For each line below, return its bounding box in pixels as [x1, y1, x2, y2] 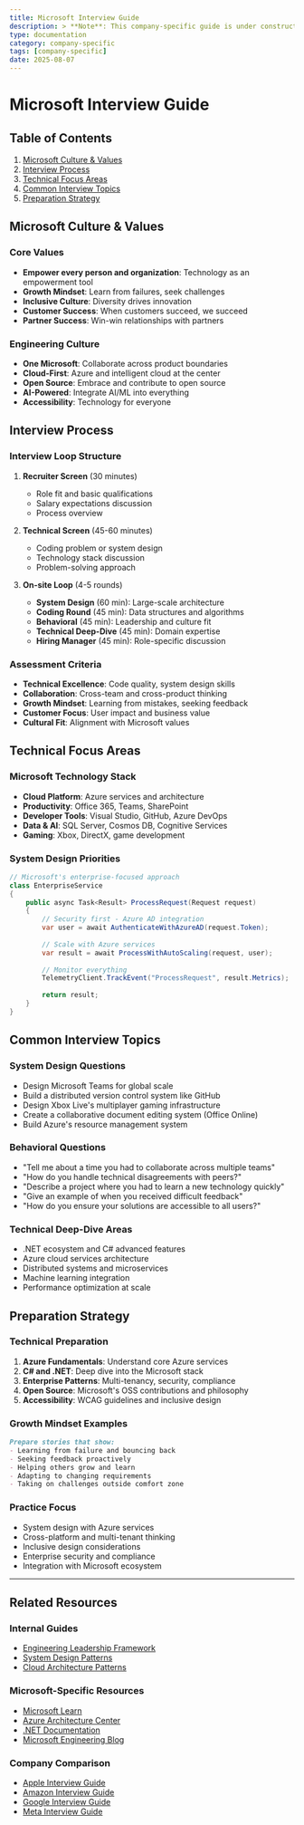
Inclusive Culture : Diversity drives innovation [22, 295, 192, 306]
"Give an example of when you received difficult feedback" [22, 1190, 243, 1201]
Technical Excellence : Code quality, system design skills [22, 678, 235, 689]
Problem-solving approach [35, 562, 136, 572]
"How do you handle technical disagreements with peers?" [22, 1171, 242, 1182]
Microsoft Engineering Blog [22, 1734, 125, 1744]
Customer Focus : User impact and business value [22, 707, 211, 718]
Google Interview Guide [22, 1796, 111, 1807]
